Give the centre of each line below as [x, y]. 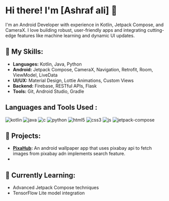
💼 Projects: [23, 136]
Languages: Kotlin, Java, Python [47, 64]
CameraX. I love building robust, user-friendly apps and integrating [76, 30]
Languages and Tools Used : [51, 107]
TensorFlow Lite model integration [49, 193]
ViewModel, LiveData [35, 75]
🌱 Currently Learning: [40, 175]
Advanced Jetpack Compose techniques [56, 188]
